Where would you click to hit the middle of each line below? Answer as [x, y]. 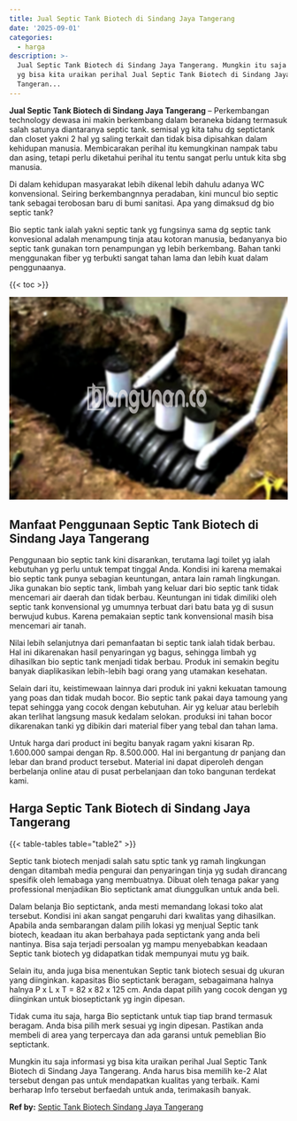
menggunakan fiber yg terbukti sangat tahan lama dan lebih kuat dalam [139, 258]
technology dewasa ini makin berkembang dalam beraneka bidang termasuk [148, 120]
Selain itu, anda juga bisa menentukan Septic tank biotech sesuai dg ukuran [147, 970]
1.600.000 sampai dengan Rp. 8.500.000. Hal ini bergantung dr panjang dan [147, 752]
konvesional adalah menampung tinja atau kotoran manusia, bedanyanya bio [148, 238]
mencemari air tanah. [48, 626]
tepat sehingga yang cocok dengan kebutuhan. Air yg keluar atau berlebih [144, 707]
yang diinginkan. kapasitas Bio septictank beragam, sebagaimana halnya [141, 980]
